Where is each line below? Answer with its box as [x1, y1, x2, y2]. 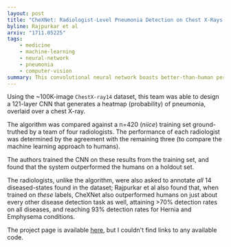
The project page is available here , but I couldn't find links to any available [7, 226, 217, 234]
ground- [192, 121, 217, 129]
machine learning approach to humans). [7, 142, 120, 151]
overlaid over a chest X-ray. [7, 107, 86, 115]
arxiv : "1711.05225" [7, 29, 67, 36]
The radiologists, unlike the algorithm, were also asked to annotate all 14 [7, 176, 212, 185]
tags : [7, 36, 23, 43]
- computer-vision [19, 67, 72, 74]
